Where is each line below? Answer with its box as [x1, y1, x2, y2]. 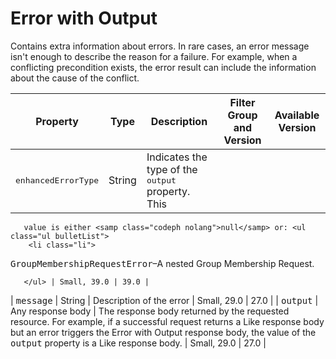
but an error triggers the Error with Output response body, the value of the [10, 326, 317, 338]
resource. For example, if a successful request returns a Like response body [10, 315, 325, 327]
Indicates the [146, 150, 208, 164]
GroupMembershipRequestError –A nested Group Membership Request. [10, 257, 315, 269]
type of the [146, 162, 198, 176]
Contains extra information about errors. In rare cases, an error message [10, 40, 310, 52]
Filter [229, 95, 256, 109]
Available [274, 108, 320, 122]
